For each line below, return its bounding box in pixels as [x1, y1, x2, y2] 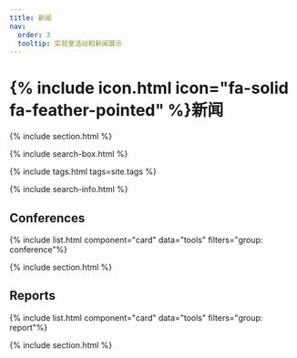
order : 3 [17, 30, 51, 39]
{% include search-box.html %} [9, 148, 128, 159]
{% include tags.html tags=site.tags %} [9, 166, 157, 178]
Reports [9, 288, 56, 303]
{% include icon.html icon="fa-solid [9, 78, 289, 98]
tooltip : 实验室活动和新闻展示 [17, 38, 123, 48]
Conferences [9, 210, 86, 226]
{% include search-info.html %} [9, 184, 128, 195]
